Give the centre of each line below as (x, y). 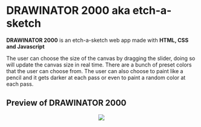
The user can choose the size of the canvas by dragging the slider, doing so (101, 58)
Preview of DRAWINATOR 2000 (66, 103)
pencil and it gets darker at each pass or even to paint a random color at (96, 77)
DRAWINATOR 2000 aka (69, 11)
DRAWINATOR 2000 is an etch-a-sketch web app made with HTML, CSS (97, 40)
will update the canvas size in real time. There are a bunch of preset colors (99, 65)
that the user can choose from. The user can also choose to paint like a (95, 71)
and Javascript (26, 47)
